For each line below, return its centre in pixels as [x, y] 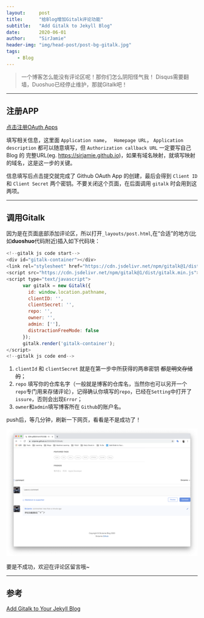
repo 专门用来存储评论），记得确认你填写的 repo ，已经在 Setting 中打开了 [104, 392]
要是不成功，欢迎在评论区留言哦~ [48, 566]
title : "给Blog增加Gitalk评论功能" [55, 19]
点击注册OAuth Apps [32, 127]
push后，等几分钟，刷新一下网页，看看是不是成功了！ [74, 420]
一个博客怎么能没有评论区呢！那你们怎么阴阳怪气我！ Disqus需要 [102, 77]
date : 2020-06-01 [36, 32]
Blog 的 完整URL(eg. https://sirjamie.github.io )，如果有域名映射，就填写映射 [101, 155]
